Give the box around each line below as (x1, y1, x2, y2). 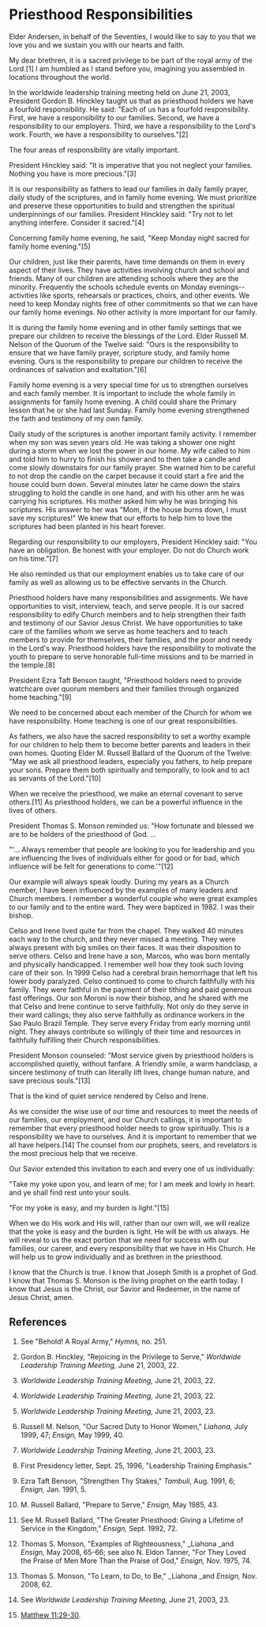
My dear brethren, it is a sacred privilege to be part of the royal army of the (9, 55, 253, 65)
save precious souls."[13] (9, 1075, 91, 1085)
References (9, 1316, 67, 1329)
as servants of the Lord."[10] (9, 774, 102, 783)
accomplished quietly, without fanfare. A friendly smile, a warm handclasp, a (9, 1059, 258, 1068)
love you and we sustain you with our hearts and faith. (9, 40, 185, 49)
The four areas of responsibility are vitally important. (9, 145, 180, 154)
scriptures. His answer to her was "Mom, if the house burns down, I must (9, 504, 247, 514)
